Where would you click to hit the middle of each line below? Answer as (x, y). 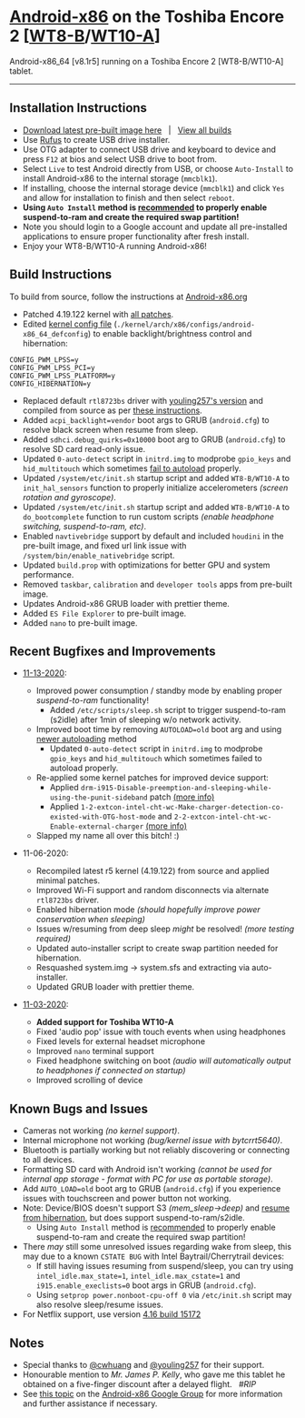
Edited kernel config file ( (70, 324)
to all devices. (49, 1160)
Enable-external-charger (97, 827)
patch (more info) (182, 797)
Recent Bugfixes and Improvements (113, 651)
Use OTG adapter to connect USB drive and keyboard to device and (149, 149)
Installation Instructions (79, 108)
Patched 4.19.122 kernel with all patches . (98, 314)
